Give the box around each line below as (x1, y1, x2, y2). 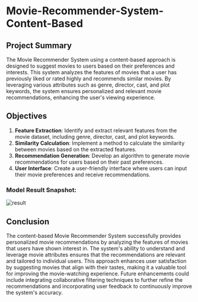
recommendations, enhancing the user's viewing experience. (6, 94, 156, 101)
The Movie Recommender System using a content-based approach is (6, 56, 176, 63)
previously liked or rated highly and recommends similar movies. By (6, 75, 171, 82)
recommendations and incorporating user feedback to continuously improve (6, 282, 193, 290)
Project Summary (6, 40, 72, 50)
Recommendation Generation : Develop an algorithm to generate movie (14, 152, 190, 159)
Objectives (6, 111, 47, 121)
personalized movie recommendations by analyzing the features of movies (6, 239, 189, 246)
